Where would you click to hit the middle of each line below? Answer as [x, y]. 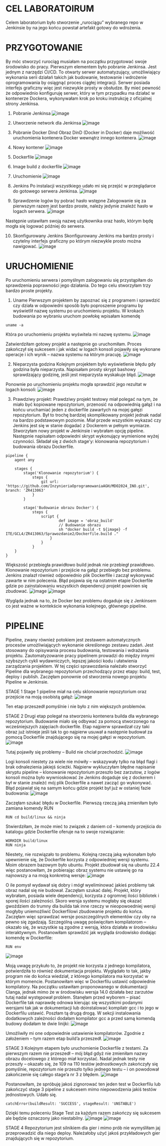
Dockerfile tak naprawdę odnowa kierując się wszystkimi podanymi [74, 1002]
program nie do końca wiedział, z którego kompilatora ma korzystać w [77, 976]
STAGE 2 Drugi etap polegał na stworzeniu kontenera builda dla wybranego [82, 716]
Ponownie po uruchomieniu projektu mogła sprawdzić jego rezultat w [76, 384]
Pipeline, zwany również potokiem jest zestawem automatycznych [73, 639]
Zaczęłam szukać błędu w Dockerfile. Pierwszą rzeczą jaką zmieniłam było [82, 803]
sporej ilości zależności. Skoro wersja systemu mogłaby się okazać [74, 900]
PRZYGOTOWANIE [44, 48]
